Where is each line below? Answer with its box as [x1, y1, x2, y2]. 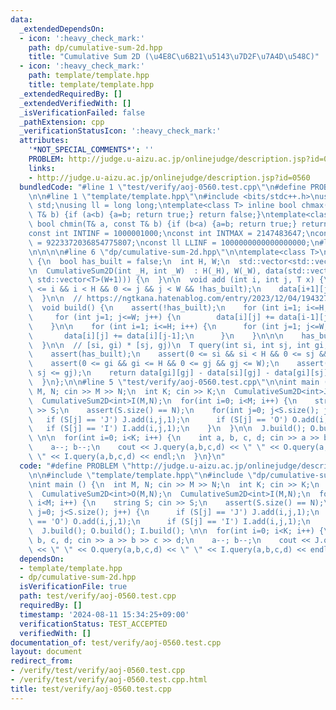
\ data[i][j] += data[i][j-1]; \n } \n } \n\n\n [28, 331, 284, 341]
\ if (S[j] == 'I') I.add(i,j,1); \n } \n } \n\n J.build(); [28, 424, 307, 434]
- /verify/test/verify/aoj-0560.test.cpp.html [10, 675, 208, 685]
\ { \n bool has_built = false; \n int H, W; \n [28, 256, 230, 266]
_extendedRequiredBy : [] [19, 89, 123, 99]
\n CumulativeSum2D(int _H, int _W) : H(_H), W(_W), [28, 266, 262, 276]
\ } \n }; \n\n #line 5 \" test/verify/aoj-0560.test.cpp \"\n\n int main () [28, 377, 333, 387]
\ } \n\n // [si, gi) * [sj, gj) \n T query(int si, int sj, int [28, 340, 311, 350]
